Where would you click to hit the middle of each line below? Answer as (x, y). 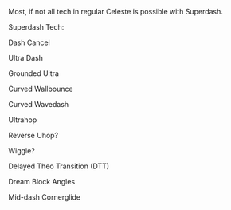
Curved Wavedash (39, 104)
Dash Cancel (29, 42)
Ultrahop (23, 120)
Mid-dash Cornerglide (45, 197)
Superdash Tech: (36, 27)
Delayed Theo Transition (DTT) (59, 166)
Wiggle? (22, 151)
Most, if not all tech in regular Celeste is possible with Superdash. (115, 12)
